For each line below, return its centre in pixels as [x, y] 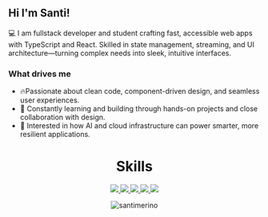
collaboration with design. [62, 117]
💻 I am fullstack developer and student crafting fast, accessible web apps [131, 33]
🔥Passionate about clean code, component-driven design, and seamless [140, 91]
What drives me [40, 74]
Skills [134, 167]
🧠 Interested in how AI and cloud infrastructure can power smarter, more [139, 126]
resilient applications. [55, 135]
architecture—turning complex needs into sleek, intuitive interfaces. [120, 53]
